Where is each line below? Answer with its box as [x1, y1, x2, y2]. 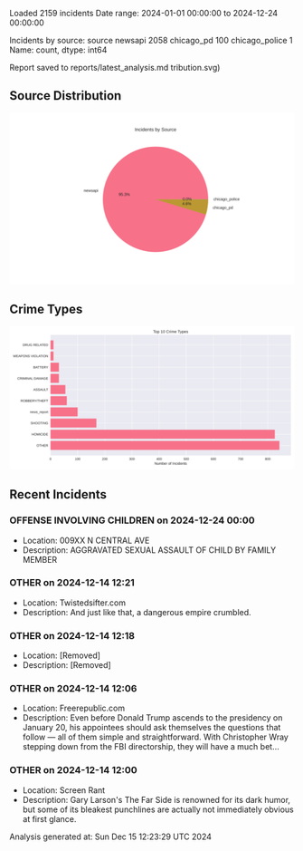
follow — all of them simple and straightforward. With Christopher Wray [22, 731, 289, 742]
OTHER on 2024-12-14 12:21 [9, 576, 136, 589]
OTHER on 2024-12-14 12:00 [9, 764, 137, 777]
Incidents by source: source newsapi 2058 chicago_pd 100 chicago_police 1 [9, 35, 293, 45]
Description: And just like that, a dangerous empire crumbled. [22, 606, 251, 617]
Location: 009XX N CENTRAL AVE [22, 535, 150, 546]
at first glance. [22, 813, 77, 824]
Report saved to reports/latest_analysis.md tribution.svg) [9, 63, 221, 73]
